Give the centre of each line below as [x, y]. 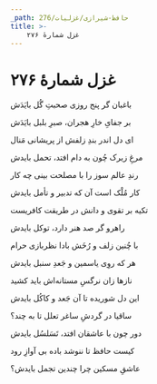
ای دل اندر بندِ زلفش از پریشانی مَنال [72, 140]
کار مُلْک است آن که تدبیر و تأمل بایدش [75, 192]
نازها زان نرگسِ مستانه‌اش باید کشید [71, 281]
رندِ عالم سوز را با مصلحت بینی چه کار [74, 175]
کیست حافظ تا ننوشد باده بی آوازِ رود [73, 351]
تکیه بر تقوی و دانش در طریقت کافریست [79, 211]
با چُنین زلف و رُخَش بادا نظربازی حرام [74, 245]
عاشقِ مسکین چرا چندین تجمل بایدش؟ [75, 369]
